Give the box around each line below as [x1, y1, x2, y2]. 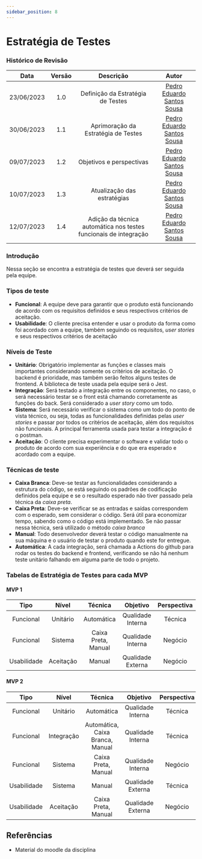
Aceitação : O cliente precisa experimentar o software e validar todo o [14, 438, 188, 445]
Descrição [98, 72, 129, 80]
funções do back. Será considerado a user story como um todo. [14, 399, 174, 407]
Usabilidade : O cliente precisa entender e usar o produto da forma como [14, 319, 196, 327]
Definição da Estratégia [80, 90, 147, 98]
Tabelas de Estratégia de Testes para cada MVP [6, 571, 148, 579]
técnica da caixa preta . [14, 499, 73, 506]
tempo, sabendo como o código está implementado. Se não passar [14, 518, 182, 525]
